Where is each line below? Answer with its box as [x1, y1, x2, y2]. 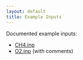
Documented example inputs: [6, 30, 78, 37]
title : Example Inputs [6, 14, 62, 20]
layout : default [6, 8, 46, 15]
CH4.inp [14, 41, 35, 48]
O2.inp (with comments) [14, 47, 74, 54]
